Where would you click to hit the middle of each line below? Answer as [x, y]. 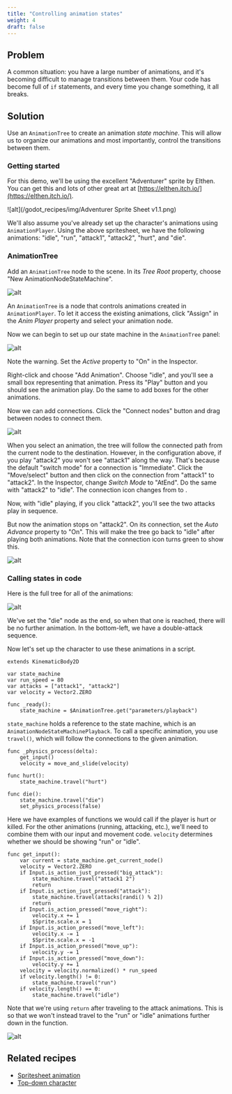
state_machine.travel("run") [75, 983]
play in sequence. [33, 510]
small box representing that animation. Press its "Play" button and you [107, 382]
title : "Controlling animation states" [65, 14]
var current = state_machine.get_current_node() [92, 861]
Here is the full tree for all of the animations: [70, 593]
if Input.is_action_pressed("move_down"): [82, 958]
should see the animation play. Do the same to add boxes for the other [108, 389]
